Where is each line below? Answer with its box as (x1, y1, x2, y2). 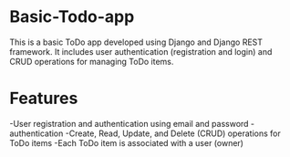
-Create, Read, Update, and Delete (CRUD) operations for (65, 128, 281, 139)
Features (9, 89, 78, 109)
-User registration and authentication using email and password (9, 118, 249, 129)
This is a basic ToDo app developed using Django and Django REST (9, 37, 263, 47)
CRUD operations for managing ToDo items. (9, 56, 174, 67)
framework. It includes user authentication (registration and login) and (9, 46, 273, 57)
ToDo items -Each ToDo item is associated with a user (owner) (9, 137, 244, 148)
